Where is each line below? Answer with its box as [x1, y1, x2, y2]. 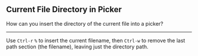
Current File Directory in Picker [6, 5, 122, 15]
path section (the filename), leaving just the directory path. [6, 43, 148, 50]
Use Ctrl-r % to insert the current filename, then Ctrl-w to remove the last [6, 37, 186, 44]
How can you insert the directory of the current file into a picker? [6, 20, 164, 27]
